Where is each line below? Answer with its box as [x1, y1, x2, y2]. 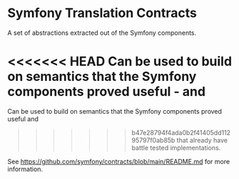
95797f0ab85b [131, 136, 176, 144]
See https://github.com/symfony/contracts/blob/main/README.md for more [7, 157, 230, 166]
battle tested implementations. [131, 143, 221, 152]
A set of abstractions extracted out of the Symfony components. [7, 28, 197, 37]
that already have [176, 136, 228, 144]
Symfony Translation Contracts [7, 5, 198, 21]
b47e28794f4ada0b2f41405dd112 [131, 128, 230, 136]
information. [7, 165, 44, 173]
